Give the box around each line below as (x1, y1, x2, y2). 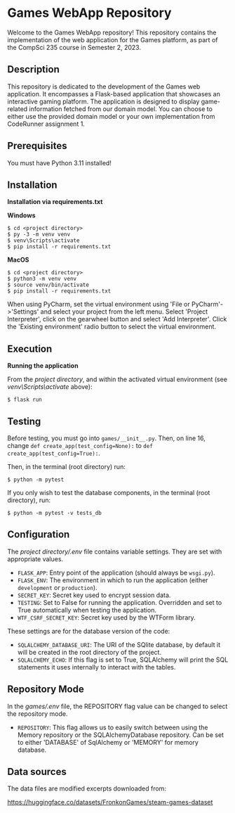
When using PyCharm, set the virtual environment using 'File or (7, 300, 191, 309)
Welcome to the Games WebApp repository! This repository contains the (7, 28, 217, 37)
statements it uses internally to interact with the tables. (17, 662, 176, 671)
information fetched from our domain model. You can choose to (29, 104, 213, 113)
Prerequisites (7, 140, 67, 152)
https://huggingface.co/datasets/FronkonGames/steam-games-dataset (7, 798, 213, 807)
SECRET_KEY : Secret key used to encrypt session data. (17, 591, 171, 599)
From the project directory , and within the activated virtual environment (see (7, 375, 228, 384)
